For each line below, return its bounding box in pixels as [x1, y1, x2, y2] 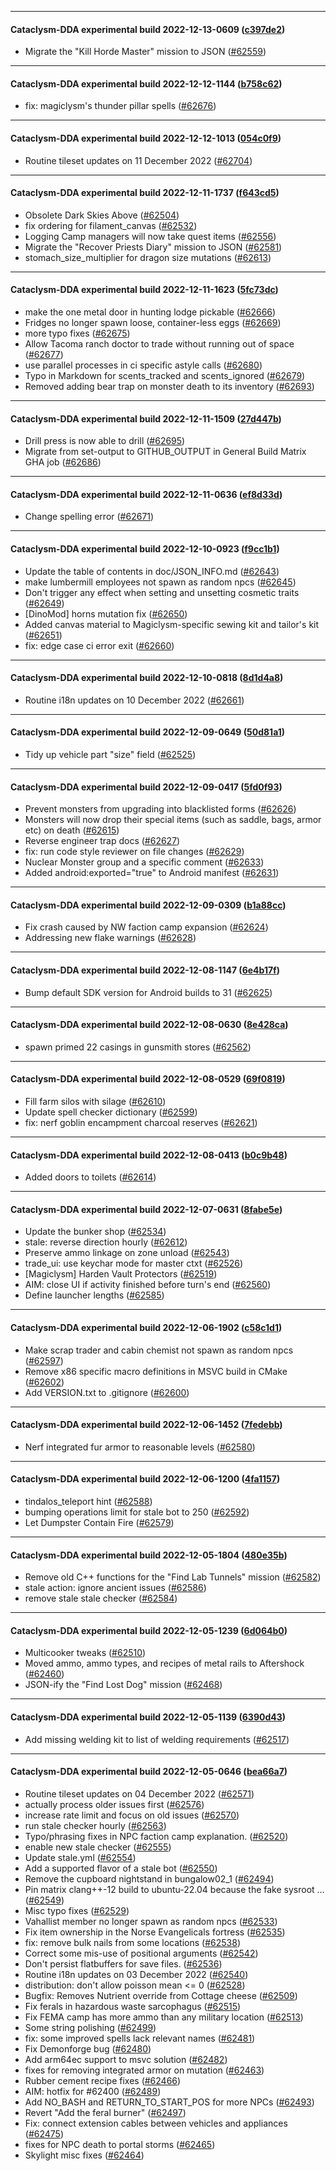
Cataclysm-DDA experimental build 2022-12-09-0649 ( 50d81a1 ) [10, 726, 286, 738]
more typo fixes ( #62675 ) [24, 327, 131, 340]
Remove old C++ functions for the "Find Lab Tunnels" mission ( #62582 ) [24, 1571, 322, 1583]
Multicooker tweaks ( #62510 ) [24, 1647, 147, 1659]
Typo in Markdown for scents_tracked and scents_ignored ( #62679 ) [24, 370, 306, 382]
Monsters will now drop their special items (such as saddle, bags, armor [24, 814, 322, 826]
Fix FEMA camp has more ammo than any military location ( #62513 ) [24, 2011, 304, 2023]
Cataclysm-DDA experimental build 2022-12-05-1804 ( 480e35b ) [10, 1549, 288, 1561]
